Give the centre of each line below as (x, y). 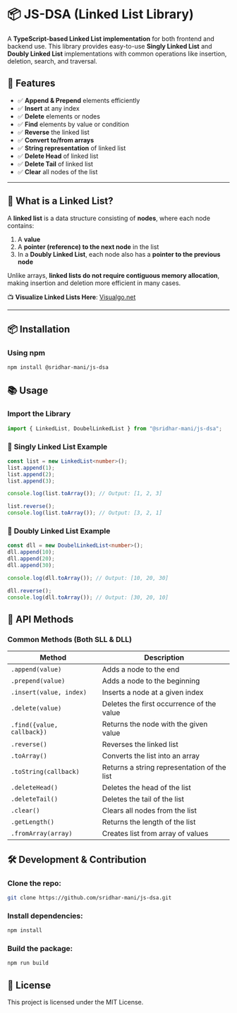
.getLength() (33, 822)
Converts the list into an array (151, 756)
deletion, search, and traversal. (52, 61)
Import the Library (39, 414)
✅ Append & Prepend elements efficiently (79, 100)
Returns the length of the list (149, 822)
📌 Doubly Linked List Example (59, 531)
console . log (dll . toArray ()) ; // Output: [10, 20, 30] (88, 578)
